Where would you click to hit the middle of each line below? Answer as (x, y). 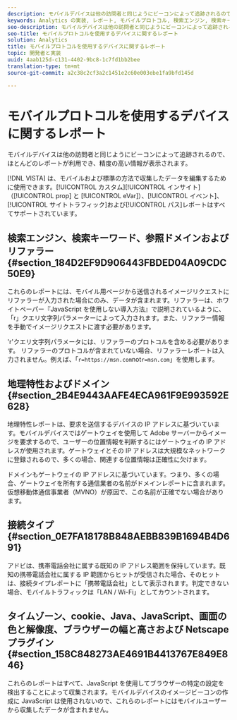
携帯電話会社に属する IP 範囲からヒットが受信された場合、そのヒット (120, 574)
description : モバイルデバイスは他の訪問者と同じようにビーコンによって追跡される (114, 14)
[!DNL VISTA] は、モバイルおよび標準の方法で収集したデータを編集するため (117, 178)
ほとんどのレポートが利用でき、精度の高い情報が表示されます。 (99, 164)
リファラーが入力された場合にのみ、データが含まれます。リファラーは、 (112, 300)
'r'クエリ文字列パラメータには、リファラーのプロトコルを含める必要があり (115, 342)
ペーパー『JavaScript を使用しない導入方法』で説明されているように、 (122, 309)
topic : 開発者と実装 (34, 54)
